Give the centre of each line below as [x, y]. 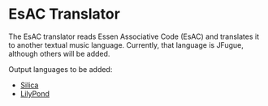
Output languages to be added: [61, 69]
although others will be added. [59, 53]
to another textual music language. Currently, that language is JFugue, [126, 45]
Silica [29, 85]
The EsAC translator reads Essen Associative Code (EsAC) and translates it [134, 36]
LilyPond [35, 93]
